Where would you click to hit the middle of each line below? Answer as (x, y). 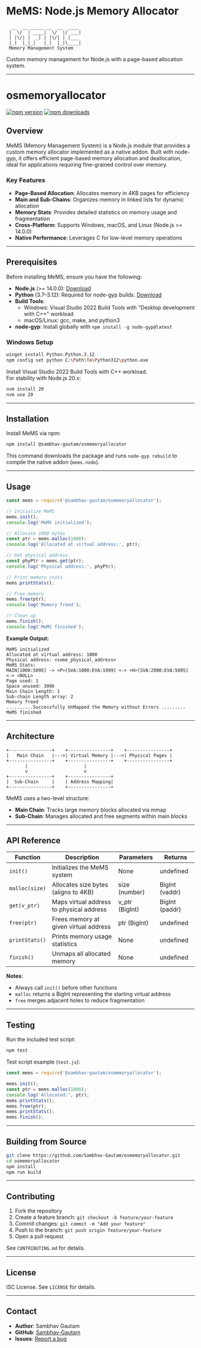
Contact (22, 1312)
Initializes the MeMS (80, 867)
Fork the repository (39, 1211)
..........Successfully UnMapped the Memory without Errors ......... (96, 707)
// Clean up (21, 616)
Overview (25, 131)
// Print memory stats (34, 577)
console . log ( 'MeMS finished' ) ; (45, 627)
